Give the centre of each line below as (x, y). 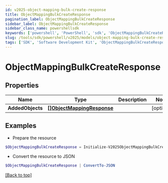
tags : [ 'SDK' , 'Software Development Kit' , (51, 42)
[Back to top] (18, 175)
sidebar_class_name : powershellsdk (42, 28)
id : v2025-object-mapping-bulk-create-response (56, 10)
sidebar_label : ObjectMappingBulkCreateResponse (57, 24)
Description (132, 99)
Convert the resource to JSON (43, 156)
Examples (21, 126)
